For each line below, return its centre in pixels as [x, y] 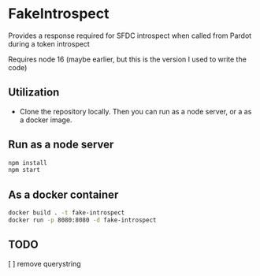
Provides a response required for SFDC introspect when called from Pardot [130, 35]
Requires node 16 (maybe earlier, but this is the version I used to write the [127, 59]
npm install [28, 162]
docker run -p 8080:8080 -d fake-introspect [82, 220]
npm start [24, 170]
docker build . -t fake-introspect [67, 213]
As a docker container [63, 194]
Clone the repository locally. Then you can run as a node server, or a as [136, 111]
